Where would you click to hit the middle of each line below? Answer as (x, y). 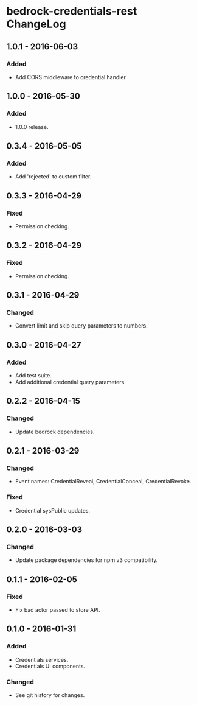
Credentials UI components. (50, 666)
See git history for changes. (50, 695)
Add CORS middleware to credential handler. (71, 77)
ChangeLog (36, 24)
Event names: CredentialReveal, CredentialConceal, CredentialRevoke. (103, 482)
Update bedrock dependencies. (55, 432)
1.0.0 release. (32, 127)
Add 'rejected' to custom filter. (53, 177)
